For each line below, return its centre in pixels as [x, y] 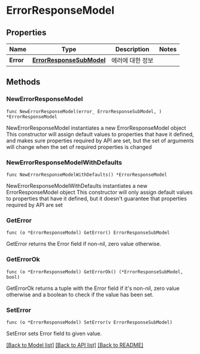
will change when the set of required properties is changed [79, 147]
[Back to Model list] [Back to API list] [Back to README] [75, 345]
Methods [23, 82]
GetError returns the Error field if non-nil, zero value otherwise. [84, 244]
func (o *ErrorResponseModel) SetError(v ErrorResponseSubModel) [89, 322]
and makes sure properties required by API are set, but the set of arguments [100, 141]
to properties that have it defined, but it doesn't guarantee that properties [97, 199]
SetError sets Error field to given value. [54, 333]
